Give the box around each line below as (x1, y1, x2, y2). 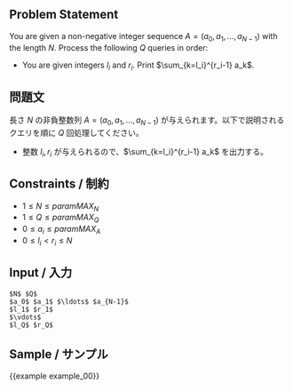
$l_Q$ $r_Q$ (9, 320, 53, 330)
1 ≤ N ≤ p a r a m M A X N (21, 200, 99, 213)
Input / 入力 (9, 266, 73, 281)
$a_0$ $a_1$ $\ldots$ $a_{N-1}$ (9, 297, 129, 306)
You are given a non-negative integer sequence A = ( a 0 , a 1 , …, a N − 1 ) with (9, 30, 278, 44)
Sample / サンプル (9, 346, 109, 362)
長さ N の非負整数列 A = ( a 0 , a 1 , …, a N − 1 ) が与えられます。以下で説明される (9, 115, 285, 128)
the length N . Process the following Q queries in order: (9, 42, 209, 52)
